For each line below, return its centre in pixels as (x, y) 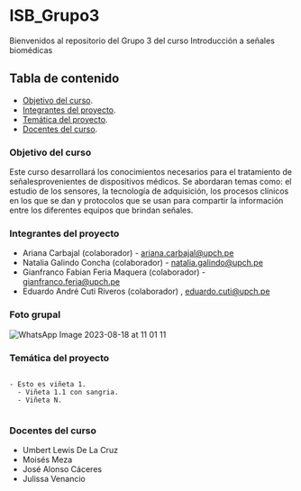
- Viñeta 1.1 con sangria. (68, 392)
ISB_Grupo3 (55, 16)
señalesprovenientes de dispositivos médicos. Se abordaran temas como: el (150, 182)
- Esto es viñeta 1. (48, 384)
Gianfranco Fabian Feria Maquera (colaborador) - (114, 272)
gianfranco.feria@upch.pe (71, 282)
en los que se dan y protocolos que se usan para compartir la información (146, 201)
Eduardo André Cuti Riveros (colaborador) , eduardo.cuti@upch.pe (146, 291)
